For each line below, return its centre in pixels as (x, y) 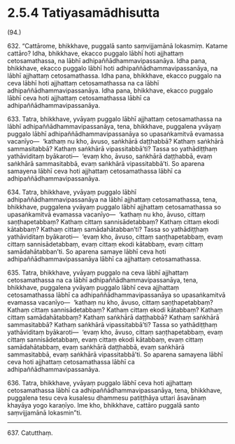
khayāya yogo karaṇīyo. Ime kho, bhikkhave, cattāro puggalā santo (104, 405)
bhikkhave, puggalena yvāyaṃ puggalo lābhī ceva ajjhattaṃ (93, 287)
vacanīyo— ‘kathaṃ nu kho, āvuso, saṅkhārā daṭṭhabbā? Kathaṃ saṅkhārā (115, 141)
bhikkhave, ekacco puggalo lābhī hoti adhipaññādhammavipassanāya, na (113, 68)
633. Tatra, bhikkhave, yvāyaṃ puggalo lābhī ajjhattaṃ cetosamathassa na (115, 119)
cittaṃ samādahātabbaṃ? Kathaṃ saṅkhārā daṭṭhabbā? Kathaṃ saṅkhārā (113, 317)
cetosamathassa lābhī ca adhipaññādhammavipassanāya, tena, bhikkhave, (115, 390)
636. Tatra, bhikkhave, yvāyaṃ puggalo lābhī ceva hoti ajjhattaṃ (100, 382)
